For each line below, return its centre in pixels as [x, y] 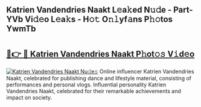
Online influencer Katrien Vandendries [147, 71]
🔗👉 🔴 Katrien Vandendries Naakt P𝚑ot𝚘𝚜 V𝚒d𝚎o [101, 54]
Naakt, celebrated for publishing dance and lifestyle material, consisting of [99, 78]
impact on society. [29, 97]
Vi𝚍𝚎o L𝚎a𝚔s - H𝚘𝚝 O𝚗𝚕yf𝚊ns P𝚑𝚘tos [99, 20]
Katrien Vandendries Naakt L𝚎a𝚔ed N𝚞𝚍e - [89, 10]
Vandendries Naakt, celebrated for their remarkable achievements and [94, 91]
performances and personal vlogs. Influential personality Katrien [86, 85]
